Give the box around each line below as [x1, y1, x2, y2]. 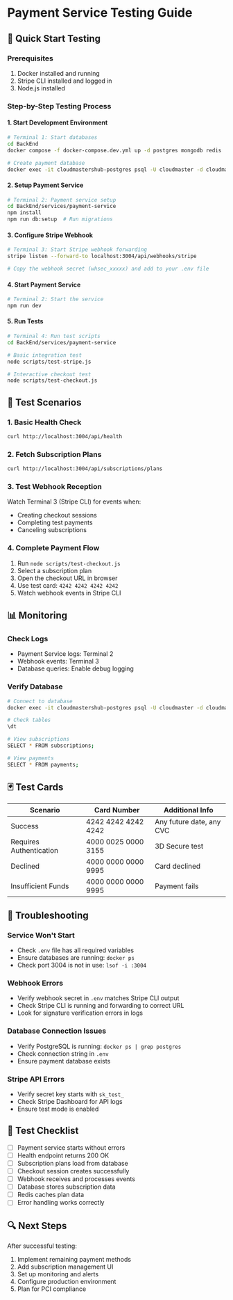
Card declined [155, 861, 201, 871]
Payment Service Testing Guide [7, 5, 193, 21]
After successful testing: [7, 1242, 78, 1250]
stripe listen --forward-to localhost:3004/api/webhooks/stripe [7, 252, 197, 260]
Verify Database [7, 682, 64, 691]
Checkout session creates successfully [17, 1167, 130, 1175]
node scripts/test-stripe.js [7, 358, 92, 365]
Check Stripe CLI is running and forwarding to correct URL [17, 1002, 184, 1010]
